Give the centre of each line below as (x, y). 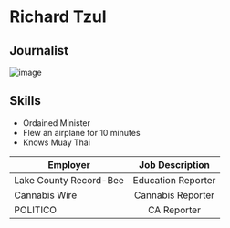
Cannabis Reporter (174, 195)
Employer (69, 164)
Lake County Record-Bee (69, 180)
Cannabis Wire (46, 195)
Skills (25, 101)
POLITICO (36, 210)
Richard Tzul (58, 17)
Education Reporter (174, 180)
